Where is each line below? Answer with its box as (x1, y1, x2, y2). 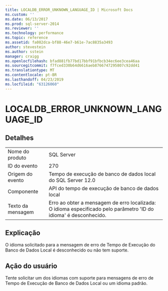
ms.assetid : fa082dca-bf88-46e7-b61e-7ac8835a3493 (5, 40, 113, 45)
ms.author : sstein (5, 49, 43, 54)
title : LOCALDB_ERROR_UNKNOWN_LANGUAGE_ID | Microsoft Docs (5, 7, 133, 12)
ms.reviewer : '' (5, 26, 39, 31)
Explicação (5, 228, 40, 237)
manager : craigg (5, 53, 39, 59)
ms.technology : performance (5, 30, 64, 35)
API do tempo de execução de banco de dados (48, 184, 159, 191)
